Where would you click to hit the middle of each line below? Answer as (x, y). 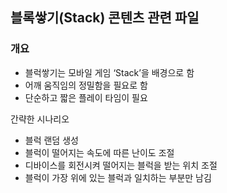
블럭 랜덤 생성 (51, 140)
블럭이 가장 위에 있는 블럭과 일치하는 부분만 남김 (118, 177)
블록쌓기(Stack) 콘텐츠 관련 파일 (105, 18)
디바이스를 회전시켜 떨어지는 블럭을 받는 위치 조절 (121, 165)
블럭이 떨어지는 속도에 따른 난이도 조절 (99, 152)
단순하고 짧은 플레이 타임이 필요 (86, 97)
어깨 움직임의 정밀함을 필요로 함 (86, 85)
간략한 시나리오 (40, 119)
